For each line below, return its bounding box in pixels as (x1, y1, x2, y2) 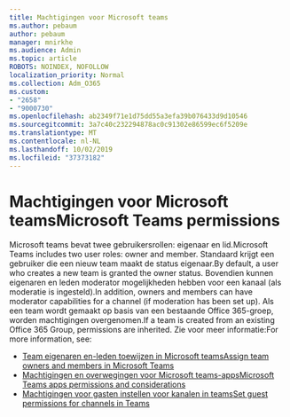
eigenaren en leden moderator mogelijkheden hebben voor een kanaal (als (9, 277, 282, 288)
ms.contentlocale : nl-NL (9, 137, 101, 146)
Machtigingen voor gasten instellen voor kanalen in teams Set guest (21, 389, 269, 399)
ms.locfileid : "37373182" (9, 153, 105, 162)
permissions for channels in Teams (21, 398, 151, 409)
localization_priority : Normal (9, 71, 125, 80)
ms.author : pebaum (9, 21, 77, 30)
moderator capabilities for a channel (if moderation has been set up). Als (9, 296, 275, 307)
